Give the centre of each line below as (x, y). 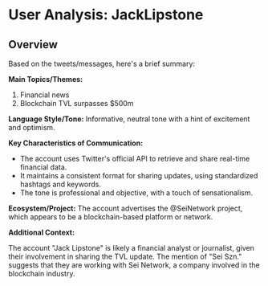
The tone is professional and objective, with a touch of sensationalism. (136, 193)
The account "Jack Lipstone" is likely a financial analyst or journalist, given (132, 248)
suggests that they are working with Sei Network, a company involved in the (134, 265)
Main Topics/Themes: (45, 79)
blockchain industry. (42, 274)
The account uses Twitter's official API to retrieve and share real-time (135, 159)
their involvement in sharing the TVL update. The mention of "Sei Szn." (125, 256)
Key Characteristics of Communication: (76, 143)
